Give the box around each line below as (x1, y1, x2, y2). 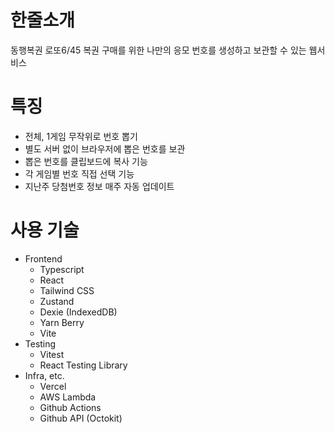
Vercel (39, 380, 67, 392)
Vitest (39, 348, 65, 360)
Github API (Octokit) (39, 412, 123, 424)
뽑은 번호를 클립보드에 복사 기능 (24, 155, 148, 167)
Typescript (39, 263, 85, 275)
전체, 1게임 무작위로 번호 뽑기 (24, 130, 138, 142)
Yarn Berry (39, 316, 85, 328)
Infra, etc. (24, 369, 65, 381)
